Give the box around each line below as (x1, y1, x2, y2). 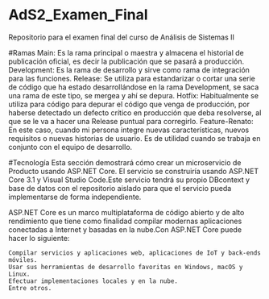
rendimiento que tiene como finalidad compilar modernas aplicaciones (8, 216, 242, 226)
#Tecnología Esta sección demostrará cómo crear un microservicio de (8, 157, 242, 167)
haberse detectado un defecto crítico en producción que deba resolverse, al (8, 107, 262, 118)
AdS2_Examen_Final (8, 6, 148, 24)
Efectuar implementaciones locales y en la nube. (8, 276, 179, 285)
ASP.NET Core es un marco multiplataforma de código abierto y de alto (8, 207, 245, 217)
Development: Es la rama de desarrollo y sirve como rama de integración (8, 64, 250, 74)
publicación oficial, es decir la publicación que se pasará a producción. (8, 56, 245, 66)
